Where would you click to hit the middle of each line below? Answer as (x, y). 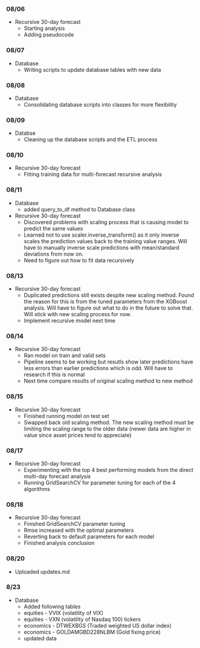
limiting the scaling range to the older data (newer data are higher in (107, 429)
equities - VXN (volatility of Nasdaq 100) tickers (82, 619)
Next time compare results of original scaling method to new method (108, 381)
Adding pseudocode (49, 35)
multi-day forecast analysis (57, 476)
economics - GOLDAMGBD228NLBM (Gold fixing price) (92, 632)
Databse (25, 133)
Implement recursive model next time (69, 321)
